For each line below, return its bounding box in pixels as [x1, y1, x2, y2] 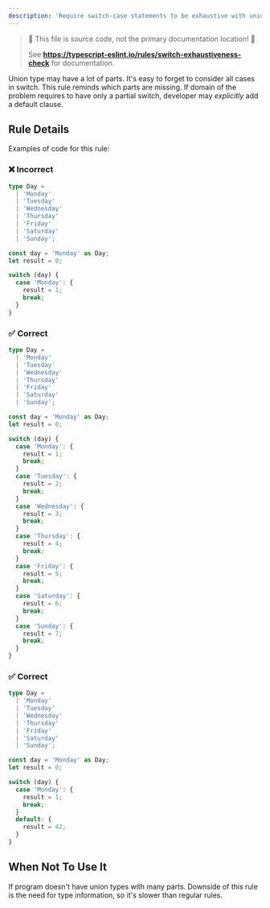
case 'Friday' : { [15, 562, 74, 570]
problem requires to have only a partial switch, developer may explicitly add [8, 90, 259, 101]
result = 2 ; [22, 480, 63, 488]
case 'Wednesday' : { [15, 502, 84, 510]
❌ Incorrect [8, 164, 54, 175]
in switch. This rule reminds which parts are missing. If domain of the [8, 82, 237, 92]
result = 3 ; [22, 510, 63, 518]
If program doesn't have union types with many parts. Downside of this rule [8, 881, 259, 891]
